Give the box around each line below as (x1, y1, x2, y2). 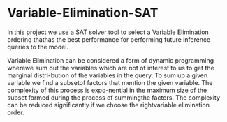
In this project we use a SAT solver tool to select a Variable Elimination (7, 28, 210, 36)
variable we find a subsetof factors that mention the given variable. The (7, 78, 213, 86)
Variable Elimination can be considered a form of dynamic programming (7, 56, 214, 64)
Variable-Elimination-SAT (7, 5, 159, 21)
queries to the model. (7, 43, 68, 51)
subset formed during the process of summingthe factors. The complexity (7, 93, 221, 102)
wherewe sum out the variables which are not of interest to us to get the (7, 63, 214, 72)
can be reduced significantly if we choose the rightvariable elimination (7, 100, 210, 109)
